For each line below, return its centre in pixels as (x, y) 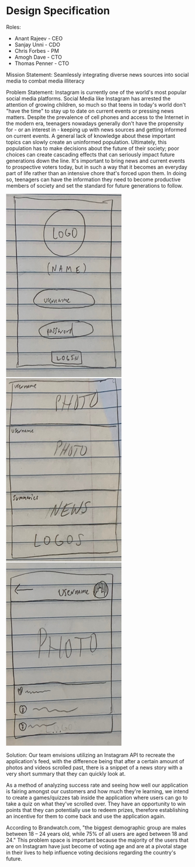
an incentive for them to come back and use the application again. (86, 816)
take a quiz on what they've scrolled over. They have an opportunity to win (96, 804)
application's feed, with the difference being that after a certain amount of (95, 761)
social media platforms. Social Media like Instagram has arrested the (88, 98)
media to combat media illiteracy (45, 81)
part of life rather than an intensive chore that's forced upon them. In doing (96, 173)
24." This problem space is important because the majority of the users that (97, 840)
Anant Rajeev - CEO (39, 38)
